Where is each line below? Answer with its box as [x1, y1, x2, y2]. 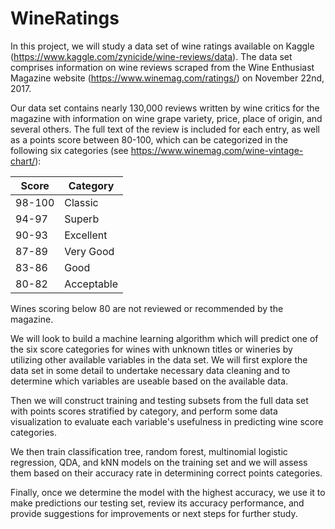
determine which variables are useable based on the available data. [10, 375, 289, 387]
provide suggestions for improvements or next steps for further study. [10, 507, 298, 519]
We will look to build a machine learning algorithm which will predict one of [10, 332, 319, 344]
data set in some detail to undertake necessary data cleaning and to [10, 364, 291, 376]
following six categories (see [10, 144, 129, 156]
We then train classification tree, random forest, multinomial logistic [10, 445, 288, 457]
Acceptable [64, 277, 118, 291]
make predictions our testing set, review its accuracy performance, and [10, 497, 305, 509]
